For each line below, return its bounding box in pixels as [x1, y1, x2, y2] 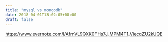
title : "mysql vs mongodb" [5, 7, 63, 13]
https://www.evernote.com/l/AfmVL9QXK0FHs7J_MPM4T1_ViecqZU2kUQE [5, 31, 163, 37]
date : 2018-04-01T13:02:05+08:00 [5, 12, 77, 17]
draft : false [5, 17, 33, 22]
